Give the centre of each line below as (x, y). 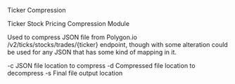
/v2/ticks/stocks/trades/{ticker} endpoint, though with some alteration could (118, 44)
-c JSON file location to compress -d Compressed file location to (101, 65)
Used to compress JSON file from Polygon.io (72, 37)
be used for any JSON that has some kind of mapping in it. (92, 52)
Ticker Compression (37, 10)
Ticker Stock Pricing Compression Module (69, 23)
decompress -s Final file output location (65, 73)
